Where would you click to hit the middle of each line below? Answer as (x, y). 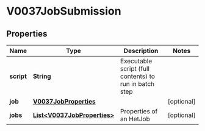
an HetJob (135, 119)
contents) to (138, 76)
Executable (136, 61)
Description (141, 51)
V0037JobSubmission (64, 11)
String (42, 76)
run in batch (137, 84)
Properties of (139, 111)
